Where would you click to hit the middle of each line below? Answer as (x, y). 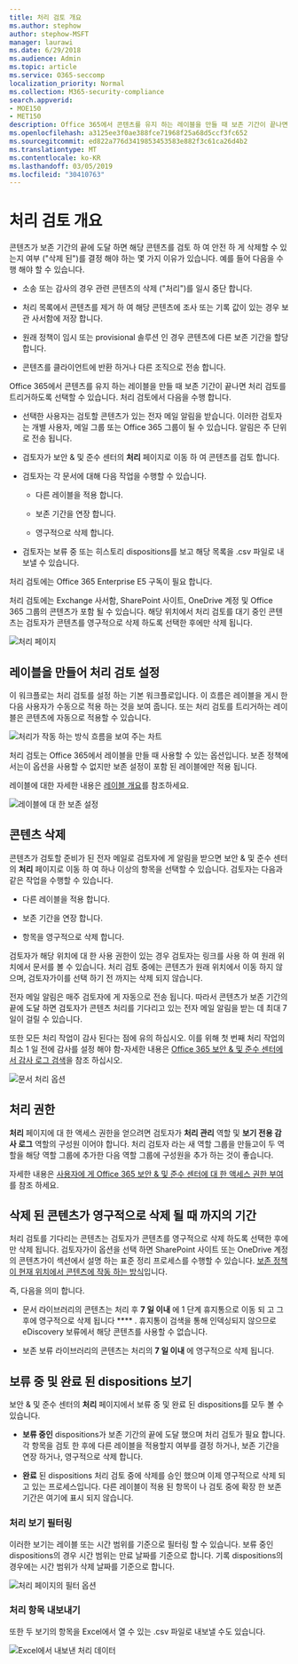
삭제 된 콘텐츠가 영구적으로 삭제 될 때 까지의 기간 (133, 1216)
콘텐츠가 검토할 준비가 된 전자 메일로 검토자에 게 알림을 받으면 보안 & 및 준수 (141, 857)
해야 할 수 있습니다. (51, 270)
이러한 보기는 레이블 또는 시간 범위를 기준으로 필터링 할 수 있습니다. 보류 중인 (141, 1544)
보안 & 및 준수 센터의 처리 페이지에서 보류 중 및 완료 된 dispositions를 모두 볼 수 (146, 1405)
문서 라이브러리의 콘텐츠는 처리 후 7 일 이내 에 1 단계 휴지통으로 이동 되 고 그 (153, 1310)
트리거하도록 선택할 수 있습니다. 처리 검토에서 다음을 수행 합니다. (121, 397)
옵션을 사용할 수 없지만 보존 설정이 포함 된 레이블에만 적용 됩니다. (145, 766)
